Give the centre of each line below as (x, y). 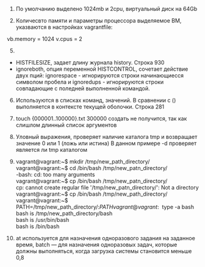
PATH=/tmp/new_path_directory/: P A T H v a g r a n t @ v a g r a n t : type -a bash (105, 207)
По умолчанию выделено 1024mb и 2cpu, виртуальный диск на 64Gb (106, 9)
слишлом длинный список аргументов (66, 125)
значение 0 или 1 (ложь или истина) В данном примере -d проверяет (106, 143)
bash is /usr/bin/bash (42, 220)
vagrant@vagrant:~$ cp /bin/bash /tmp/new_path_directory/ (92, 194)
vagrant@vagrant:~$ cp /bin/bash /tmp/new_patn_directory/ (92, 181)
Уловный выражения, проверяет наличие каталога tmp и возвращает (106, 137)
